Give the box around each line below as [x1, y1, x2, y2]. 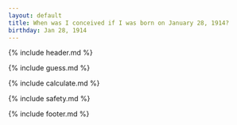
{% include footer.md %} [8, 109, 90, 119]
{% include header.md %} [8, 48, 93, 58]
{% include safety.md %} [8, 94, 91, 104]
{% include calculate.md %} [8, 78, 100, 88]
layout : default [8, 11, 62, 20]
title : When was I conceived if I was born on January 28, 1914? [8, 19, 229, 27]
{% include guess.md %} [8, 63, 90, 73]
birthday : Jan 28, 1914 [8, 26, 87, 34]
